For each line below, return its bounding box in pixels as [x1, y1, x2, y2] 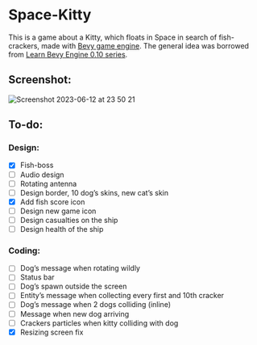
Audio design [19, 170, 64, 179]
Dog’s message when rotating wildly [19, 263, 141, 273]
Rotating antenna [19, 179, 77, 188]
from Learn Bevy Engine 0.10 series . [8, 49, 128, 59]
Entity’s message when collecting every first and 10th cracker [19, 291, 224, 301]
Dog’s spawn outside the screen [19, 281, 127, 292]
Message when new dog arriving [19, 309, 130, 318]
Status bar [19, 272, 55, 282]
